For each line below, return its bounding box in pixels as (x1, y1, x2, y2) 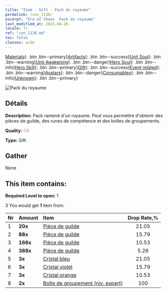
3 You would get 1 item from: (5, 202, 64, 208)
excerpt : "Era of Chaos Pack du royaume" (5, 17, 95, 22)
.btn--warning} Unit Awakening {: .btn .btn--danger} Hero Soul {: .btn (5, 59, 143, 65)
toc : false (5, 36, 28, 41)
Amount (18, 214, 39, 221)
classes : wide (5, 40, 35, 45)
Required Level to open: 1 (5, 193, 59, 199)
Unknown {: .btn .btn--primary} (15, 75, 78, 81)
